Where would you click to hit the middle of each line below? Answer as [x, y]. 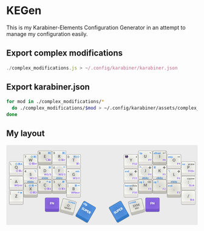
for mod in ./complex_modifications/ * [55, 102]
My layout [25, 134]
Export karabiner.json [48, 87]
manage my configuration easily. [47, 34]
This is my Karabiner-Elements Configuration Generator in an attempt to [96, 27]
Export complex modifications [65, 53]
